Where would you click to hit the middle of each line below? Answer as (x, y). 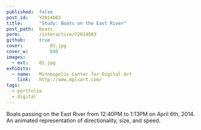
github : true (28, 40)
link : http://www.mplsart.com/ (60, 80)
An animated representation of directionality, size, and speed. (83, 120)
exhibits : (19, 68)
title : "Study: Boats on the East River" (66, 23)
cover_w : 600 (33, 52)
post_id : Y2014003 (34, 18)
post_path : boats (30, 29)
